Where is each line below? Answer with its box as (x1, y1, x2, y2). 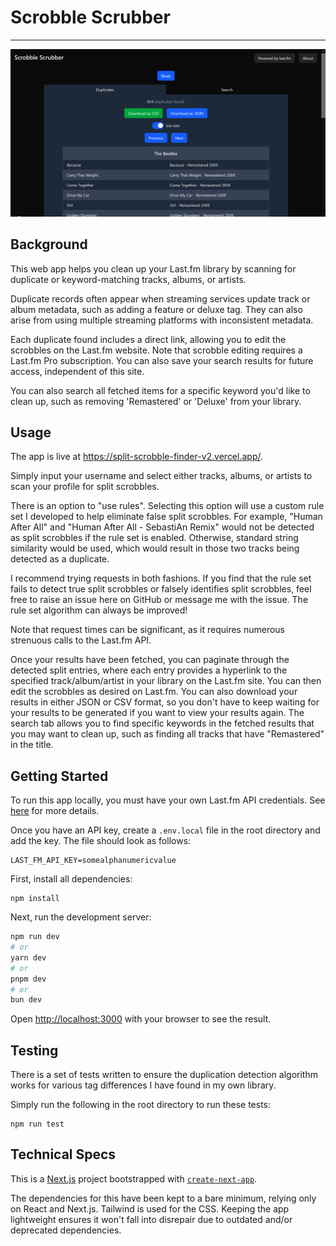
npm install (10, 894, 60, 904)
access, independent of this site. (10, 365, 145, 377)
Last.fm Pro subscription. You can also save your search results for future (10, 354, 314, 366)
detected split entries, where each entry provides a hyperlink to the (10, 664, 288, 676)
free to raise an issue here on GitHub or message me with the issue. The (10, 594, 309, 606)
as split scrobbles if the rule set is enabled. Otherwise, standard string (10, 532, 299, 544)
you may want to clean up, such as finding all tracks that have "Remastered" (10, 728, 325, 740)
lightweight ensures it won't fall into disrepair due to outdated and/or (10, 1213, 293, 1225)
